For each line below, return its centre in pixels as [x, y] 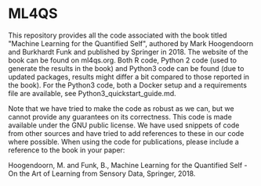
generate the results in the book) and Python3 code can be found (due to [126, 68]
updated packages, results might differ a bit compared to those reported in [129, 77]
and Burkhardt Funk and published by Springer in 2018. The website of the [128, 52]
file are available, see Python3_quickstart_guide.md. [92, 93]
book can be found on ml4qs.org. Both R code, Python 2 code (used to [123, 60]
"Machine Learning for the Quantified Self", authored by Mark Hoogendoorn [130, 43]
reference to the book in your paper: [67, 150]
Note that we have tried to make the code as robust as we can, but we [121, 108]
